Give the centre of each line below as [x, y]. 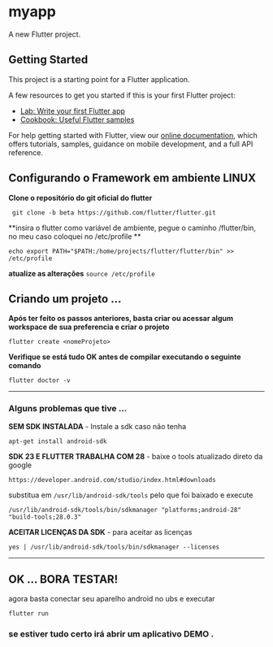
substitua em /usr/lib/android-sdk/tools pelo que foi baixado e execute [131, 495]
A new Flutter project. [45, 34]
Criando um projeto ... [65, 299]
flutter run [28, 614]
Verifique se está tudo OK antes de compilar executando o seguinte [125, 357]
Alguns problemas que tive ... [68, 409]
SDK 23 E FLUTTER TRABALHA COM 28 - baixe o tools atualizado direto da [136, 456]
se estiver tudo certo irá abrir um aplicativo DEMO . [111, 634]
